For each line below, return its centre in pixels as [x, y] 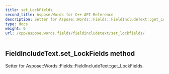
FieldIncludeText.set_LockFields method [70, 54]
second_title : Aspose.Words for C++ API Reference [59, 15]
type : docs [17, 24]
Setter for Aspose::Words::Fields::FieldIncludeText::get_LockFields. [75, 65]
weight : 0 [16, 29]
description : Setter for [31, 19]
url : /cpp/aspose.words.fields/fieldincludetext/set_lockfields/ [75, 33]
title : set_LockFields [29, 10]
